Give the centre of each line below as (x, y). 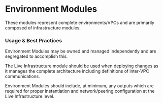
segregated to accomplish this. (36, 56)
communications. (23, 77)
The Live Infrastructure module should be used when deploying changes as (82, 66)
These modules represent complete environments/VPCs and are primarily (80, 23)
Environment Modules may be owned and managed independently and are (81, 51)
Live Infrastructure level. (30, 96)
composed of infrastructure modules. (43, 27)
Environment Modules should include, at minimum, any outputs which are (80, 86)
